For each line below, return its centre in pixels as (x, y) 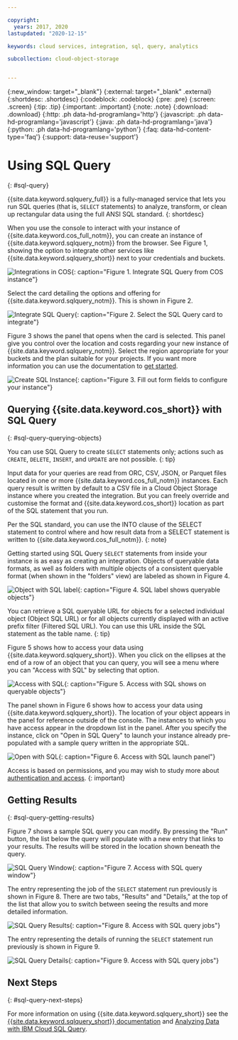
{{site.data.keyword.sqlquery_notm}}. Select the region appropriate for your (118, 351)
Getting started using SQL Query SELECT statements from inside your (107, 553)
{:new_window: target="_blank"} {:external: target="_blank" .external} (109, 92)
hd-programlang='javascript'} (51, 122)
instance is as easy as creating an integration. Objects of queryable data (113, 560)
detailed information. (38, 911)
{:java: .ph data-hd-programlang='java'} (154, 122)
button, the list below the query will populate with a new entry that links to (115, 838)
